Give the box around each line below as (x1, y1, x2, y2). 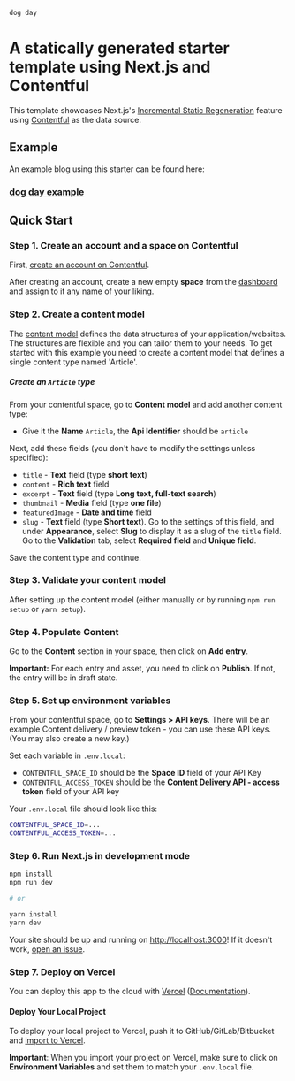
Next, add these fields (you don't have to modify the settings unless (9, 442, 256, 453)
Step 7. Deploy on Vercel (9, 965, 116, 977)
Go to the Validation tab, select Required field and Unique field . (21, 535, 257, 546)
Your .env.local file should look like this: (9, 803, 157, 814)
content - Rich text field (21, 479, 110, 489)
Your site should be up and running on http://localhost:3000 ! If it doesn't (9, 934, 273, 945)
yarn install (9, 910, 57, 919)
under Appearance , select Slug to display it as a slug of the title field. (21, 525, 282, 536)
